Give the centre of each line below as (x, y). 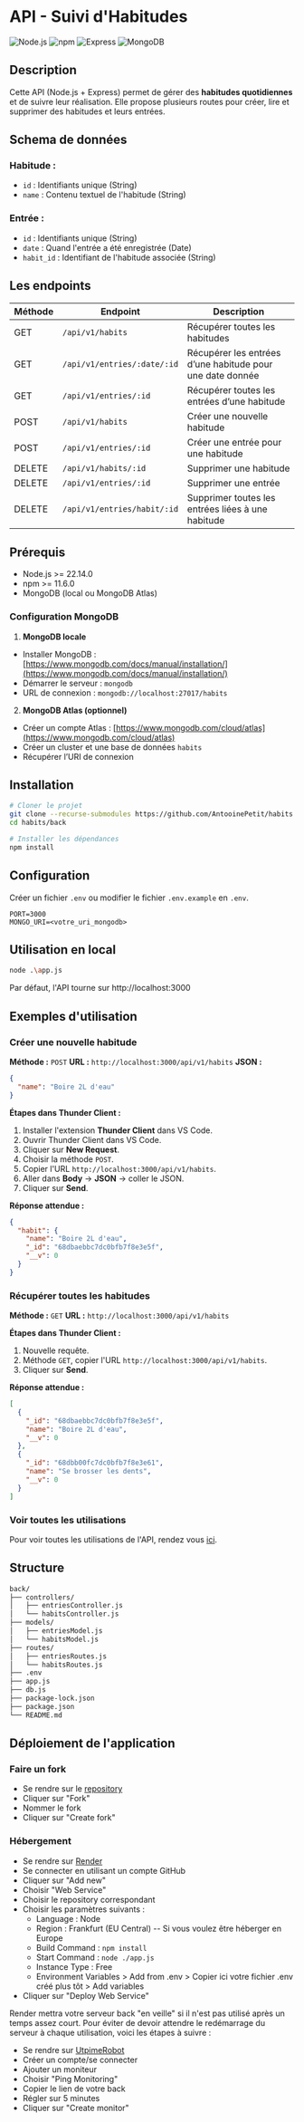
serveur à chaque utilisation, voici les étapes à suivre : (110, 2032)
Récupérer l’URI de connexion (78, 756)
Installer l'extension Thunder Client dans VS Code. (118, 1130)
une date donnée (223, 375)
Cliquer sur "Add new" (64, 1880)
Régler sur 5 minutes (61, 2098)
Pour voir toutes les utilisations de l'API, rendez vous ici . (114, 1539)
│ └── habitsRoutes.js (56, 1665)
